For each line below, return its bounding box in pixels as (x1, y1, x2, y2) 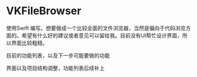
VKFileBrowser (6, 4, 82, 18)
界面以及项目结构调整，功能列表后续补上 (6, 64, 105, 72)
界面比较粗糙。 (11, 39, 48, 46)
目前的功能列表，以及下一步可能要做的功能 (6, 52, 110, 59)
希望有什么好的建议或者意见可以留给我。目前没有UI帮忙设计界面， (21, 31, 183, 39)
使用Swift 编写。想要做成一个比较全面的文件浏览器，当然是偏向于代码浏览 (6, 24, 186, 31)
